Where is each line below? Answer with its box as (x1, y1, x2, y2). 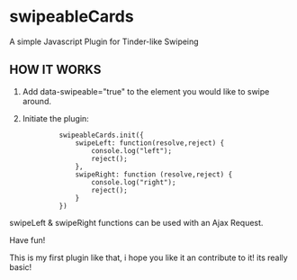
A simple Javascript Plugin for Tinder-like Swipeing (9, 36, 200, 47)
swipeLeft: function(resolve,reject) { (75, 138, 225, 148)
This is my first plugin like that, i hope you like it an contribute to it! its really (9, 252, 288, 263)
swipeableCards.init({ (58, 131, 144, 140)
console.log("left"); (91, 146, 173, 155)
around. (22, 95, 52, 106)
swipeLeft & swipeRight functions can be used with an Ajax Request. (9, 217, 264, 228)
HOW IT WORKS (9, 62, 102, 77)
